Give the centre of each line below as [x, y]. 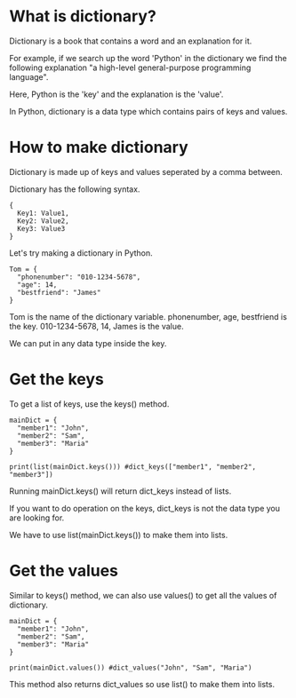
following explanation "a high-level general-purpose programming [130, 67]
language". [29, 76]
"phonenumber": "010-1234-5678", [79, 277]
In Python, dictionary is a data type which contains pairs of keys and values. [148, 111]
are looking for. [37, 518]
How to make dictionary [99, 147]
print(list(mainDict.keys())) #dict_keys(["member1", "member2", [132, 467]
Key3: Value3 [41, 228]
